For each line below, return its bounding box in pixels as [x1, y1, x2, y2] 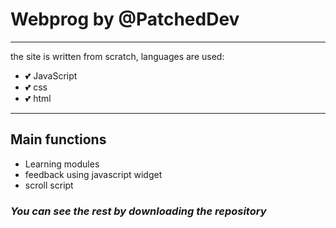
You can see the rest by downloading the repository [10, 204, 267, 218]
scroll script [24, 179, 74, 191]
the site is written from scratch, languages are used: [10, 50, 225, 62]
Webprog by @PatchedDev [10, 8, 240, 31]
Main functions [10, 131, 107, 148]
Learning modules [24, 158, 100, 170]
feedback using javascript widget [24, 168, 163, 180]
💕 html [24, 92, 52, 104]
